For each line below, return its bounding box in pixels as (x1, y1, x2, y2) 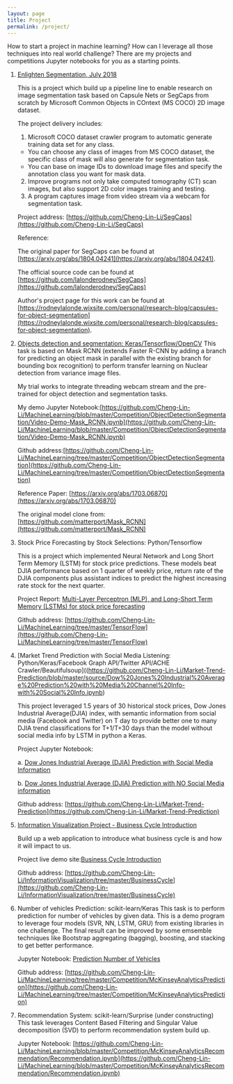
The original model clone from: (17, 510, 106, 519)
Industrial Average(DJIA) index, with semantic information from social (17, 709, 217, 718)
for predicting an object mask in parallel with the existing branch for (17, 354, 211, 362)
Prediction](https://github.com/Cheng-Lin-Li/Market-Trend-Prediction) (17, 807, 220, 816)
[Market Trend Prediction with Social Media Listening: (17, 652, 171, 660)
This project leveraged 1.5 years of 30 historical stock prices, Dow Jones (17, 702, 226, 710)
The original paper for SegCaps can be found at (17, 248, 154, 256)
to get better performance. (17, 941, 94, 950)
